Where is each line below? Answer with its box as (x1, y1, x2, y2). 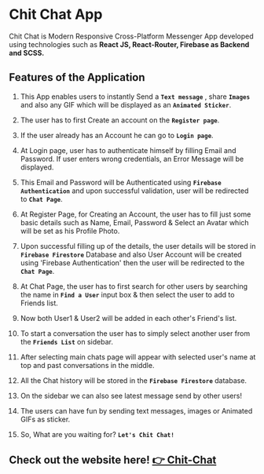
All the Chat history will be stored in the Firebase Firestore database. (20, 375, 247, 385)
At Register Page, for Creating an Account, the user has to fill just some (20, 210, 251, 219)
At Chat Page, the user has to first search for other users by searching (20, 281, 248, 291)
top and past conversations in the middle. (20, 360, 155, 370)
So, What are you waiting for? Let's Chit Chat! (20, 429, 175, 439)
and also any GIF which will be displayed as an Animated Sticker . (20, 100, 232, 109)
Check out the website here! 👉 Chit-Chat (9, 454, 217, 467)
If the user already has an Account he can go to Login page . (20, 130, 214, 140)
